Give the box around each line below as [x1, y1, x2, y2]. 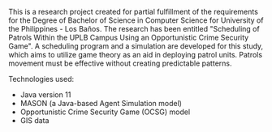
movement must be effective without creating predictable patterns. [8, 58, 232, 68]
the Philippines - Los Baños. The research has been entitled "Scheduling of [8, 24, 260, 33]
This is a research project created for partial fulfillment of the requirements [8, 7, 258, 16]
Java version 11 [19, 90, 71, 100]
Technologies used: [8, 75, 75, 83]
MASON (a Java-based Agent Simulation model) [19, 99, 183, 108]
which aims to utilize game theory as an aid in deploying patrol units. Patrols [8, 50, 262, 59]
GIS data [19, 116, 50, 125]
